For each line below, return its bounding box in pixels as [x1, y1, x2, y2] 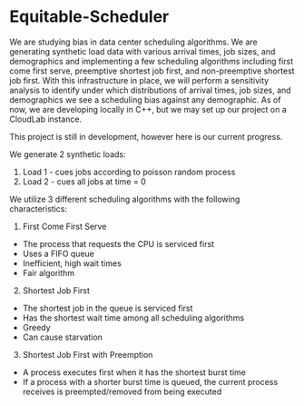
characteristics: [9, 203, 68, 214]
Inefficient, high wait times [22, 257, 123, 269]
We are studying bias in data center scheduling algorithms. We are [9, 36, 259, 47]
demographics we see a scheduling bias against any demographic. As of [9, 94, 281, 105]
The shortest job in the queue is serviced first [22, 302, 193, 313]
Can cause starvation [22, 332, 103, 342]
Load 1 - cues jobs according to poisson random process [22, 166, 236, 177]
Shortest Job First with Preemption [22, 349, 153, 360]
